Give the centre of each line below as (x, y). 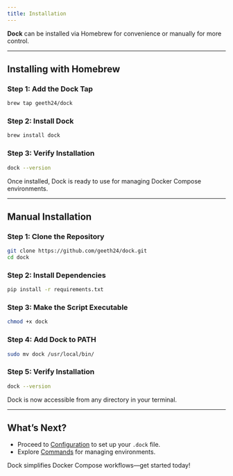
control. (18, 41)
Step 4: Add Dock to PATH (52, 340)
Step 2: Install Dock (41, 121)
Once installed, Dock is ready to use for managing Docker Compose (104, 181)
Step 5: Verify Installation (51, 372)
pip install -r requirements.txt (55, 290)
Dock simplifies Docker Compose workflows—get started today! (99, 466)
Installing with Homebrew (64, 69)
